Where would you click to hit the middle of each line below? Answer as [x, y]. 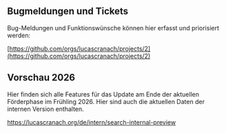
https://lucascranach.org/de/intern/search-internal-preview [92, 122]
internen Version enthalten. [45, 109]
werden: [19, 35]
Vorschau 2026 [41, 78]
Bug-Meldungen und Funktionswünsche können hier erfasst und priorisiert [113, 28]
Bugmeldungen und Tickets [68, 11]
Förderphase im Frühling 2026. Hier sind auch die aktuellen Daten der [106, 101]
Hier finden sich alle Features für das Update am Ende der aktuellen [103, 94]
